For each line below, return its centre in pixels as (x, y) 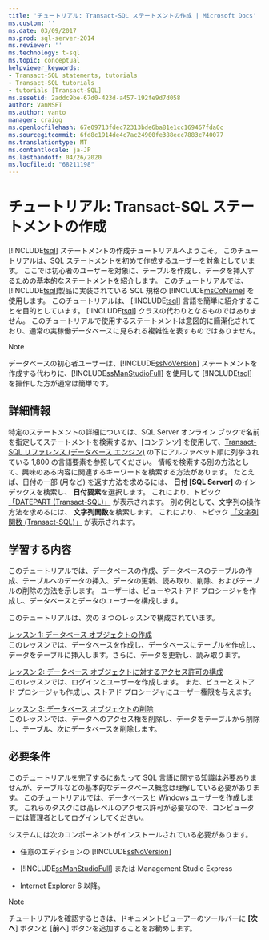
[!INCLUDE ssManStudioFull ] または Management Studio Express (126, 868)
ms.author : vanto (37, 113)
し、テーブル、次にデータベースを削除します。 (85, 728)
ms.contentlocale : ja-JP (50, 150)
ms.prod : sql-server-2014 (51, 38)
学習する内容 (40, 550)
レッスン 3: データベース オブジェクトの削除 (81, 708)
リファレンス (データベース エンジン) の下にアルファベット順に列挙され (141, 452)
